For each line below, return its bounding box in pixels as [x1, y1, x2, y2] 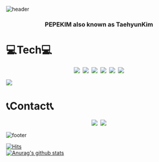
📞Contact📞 [6, 99, 54, 113]
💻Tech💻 [6, 43, 52, 57]
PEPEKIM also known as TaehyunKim [45, 20, 153, 28]
